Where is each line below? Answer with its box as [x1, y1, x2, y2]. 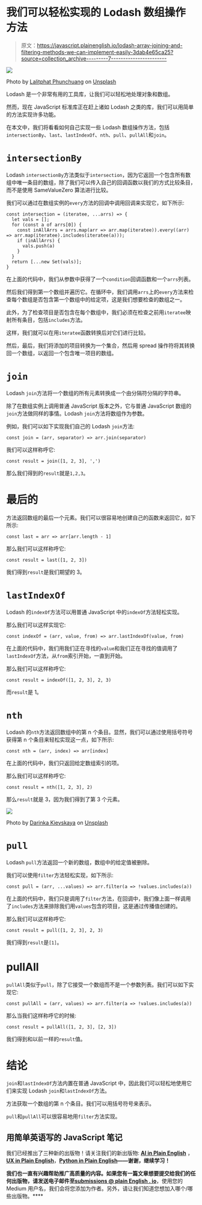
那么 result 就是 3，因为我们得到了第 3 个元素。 [6, 795, 123, 803]
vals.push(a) [22, 243, 55, 249]
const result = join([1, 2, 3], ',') [6, 458, 101, 464]
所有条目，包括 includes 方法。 [11, 316, 86, 323]
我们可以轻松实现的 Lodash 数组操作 [6, 5, 186, 19]
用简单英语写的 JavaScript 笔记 [6, 1132, 123, 1142]
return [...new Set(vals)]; [11, 259, 82, 265]
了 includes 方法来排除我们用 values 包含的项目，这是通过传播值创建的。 [6, 902, 182, 910]
